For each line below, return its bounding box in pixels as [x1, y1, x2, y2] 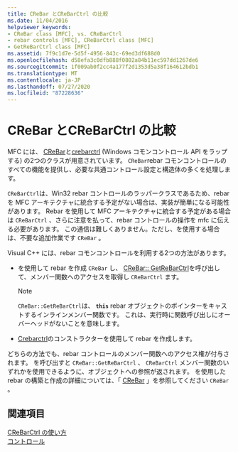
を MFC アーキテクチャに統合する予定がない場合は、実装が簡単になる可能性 [7, 198, 230, 207]
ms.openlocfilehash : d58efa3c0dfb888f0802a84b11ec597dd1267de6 [7, 57, 199, 64]
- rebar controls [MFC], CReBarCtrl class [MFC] [7, 37, 154, 44]
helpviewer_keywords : [7, 23, 72, 31]
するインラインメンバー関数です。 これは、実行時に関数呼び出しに [23, 311, 218, 319]
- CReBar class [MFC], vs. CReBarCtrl [7, 30, 122, 38]
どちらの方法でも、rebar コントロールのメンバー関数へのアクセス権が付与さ [7, 350, 229, 358]
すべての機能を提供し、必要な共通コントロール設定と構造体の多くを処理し [7, 165, 225, 174]
